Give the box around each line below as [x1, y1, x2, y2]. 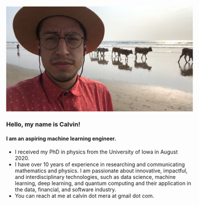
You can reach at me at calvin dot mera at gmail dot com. [14, 192, 155, 199]
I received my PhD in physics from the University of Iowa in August [14, 148, 178, 155]
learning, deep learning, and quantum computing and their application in [14, 180, 191, 187]
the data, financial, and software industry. [14, 186, 117, 193]
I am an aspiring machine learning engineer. [6, 135, 117, 142]
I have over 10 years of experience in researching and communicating [14, 161, 185, 168]
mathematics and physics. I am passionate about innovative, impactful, [14, 167, 188, 174]
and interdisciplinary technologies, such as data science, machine [14, 173, 176, 180]
